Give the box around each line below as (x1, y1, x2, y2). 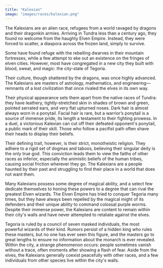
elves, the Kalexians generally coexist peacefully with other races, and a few (5, 252, 159, 258)
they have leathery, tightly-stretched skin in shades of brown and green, (5, 100, 150, 106)
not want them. (5, 171, 36, 177)
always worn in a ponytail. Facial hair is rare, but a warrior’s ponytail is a (5, 110, 149, 116)
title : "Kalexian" (5, 7, 42, 12)
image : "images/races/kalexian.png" (5, 12, 79, 17)
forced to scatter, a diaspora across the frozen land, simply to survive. (5, 40, 145, 46)
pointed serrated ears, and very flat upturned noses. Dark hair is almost (5, 105, 148, 111)
